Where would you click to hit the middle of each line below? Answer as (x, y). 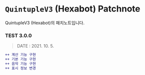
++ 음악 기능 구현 (21, 63)
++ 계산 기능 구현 (21, 55)
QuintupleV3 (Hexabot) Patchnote (73, 9)
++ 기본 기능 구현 (21, 59)
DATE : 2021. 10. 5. (35, 46)
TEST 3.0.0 (19, 36)
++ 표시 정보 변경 (21, 68)
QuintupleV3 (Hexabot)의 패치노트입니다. (45, 23)
